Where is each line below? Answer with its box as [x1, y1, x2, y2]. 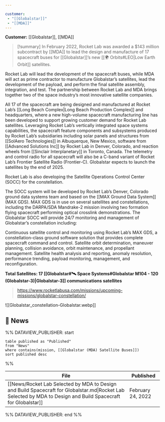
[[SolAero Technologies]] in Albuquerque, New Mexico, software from [5, 138, 146, 144]
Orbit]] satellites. [17, 62, 51, 67]
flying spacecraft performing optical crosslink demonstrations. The [5, 210, 140, 216]
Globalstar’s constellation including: [5, 220, 77, 226]
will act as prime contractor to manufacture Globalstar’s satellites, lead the [5, 76, 156, 82]
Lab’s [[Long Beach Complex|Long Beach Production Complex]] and [5, 107, 143, 113]
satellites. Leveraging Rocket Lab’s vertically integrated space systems [5, 123, 148, 129]
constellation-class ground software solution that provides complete [5, 235, 143, 241]
